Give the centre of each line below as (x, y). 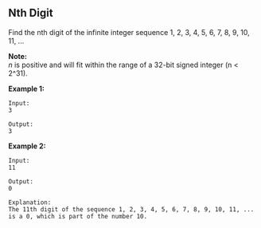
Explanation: (30, 202)
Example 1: (27, 88)
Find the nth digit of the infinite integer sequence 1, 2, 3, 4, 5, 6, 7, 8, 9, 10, (129, 32)
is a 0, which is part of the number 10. (78, 216)
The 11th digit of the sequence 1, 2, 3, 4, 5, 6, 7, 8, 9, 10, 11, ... (131, 209)
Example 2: (27, 146)
